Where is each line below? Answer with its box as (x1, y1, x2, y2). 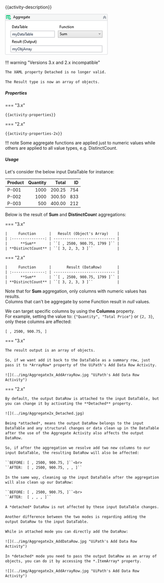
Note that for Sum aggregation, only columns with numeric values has (5, 288, 147, 294)
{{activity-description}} (5, 4, 52, 10)
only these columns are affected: (5, 319, 72, 324)
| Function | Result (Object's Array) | (5, 231, 120, 236)
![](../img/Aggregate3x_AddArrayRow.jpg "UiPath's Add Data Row (5, 372, 139, 377)
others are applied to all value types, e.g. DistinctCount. (5, 145, 118, 151)
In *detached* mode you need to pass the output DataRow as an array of (5, 553, 157, 558)
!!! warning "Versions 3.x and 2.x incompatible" (5, 60, 100, 65)
